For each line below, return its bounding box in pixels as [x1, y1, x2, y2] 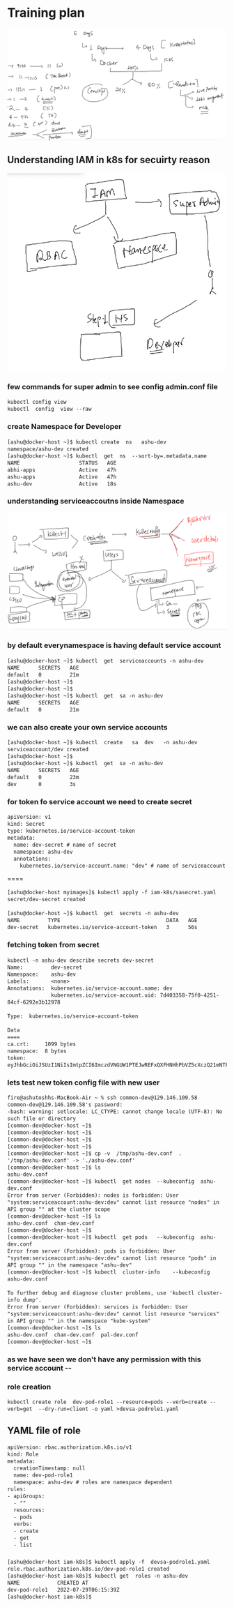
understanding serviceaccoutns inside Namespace [7, 497, 185, 506]
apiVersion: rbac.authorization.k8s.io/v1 [7, 1444, 132, 1451]
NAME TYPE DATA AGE [7, 917, 198, 924]
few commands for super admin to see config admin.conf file [7, 382, 218, 391]
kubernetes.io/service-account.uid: [51, 992, 157, 999]
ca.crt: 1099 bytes [7, 1041, 77, 1048]
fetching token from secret [7, 940, 100, 950]
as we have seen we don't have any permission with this [7, 1355, 201, 1364]
